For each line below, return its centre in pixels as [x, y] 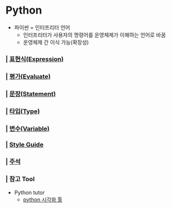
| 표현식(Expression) [35, 59]
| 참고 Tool [20, 179]
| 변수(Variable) [28, 128]
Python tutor [29, 192]
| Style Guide [25, 144]
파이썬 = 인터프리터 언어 [42, 27]
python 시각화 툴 [43, 200]
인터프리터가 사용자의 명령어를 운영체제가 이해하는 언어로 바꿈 [94, 35]
